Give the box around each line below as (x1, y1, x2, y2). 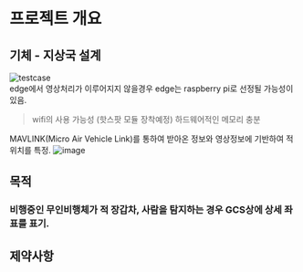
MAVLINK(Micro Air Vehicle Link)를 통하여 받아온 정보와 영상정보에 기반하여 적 (9, 133, 294, 144)
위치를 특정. (9, 145, 52, 155)
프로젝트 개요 (9, 8, 102, 29)
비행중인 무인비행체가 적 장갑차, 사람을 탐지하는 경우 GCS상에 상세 (9, 204, 283, 216)
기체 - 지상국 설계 (9, 47, 101, 63)
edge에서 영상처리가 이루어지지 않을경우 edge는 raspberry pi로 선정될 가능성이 (9, 83, 294, 94)
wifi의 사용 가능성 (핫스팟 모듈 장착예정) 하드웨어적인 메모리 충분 (31, 114, 261, 124)
